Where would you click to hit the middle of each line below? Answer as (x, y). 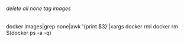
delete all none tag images (38, 8)
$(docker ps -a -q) (29, 33)
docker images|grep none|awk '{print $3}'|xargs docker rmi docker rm (92, 27)
